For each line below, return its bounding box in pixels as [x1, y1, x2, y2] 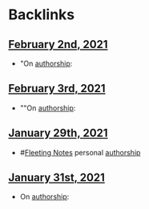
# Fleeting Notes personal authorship [19, 147, 141, 157]
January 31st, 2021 [8, 171, 106, 185]
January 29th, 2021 [8, 127, 108, 140]
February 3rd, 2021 [8, 82, 106, 95]
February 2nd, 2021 [8, 38, 108, 51]
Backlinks [8, 6, 75, 24]
